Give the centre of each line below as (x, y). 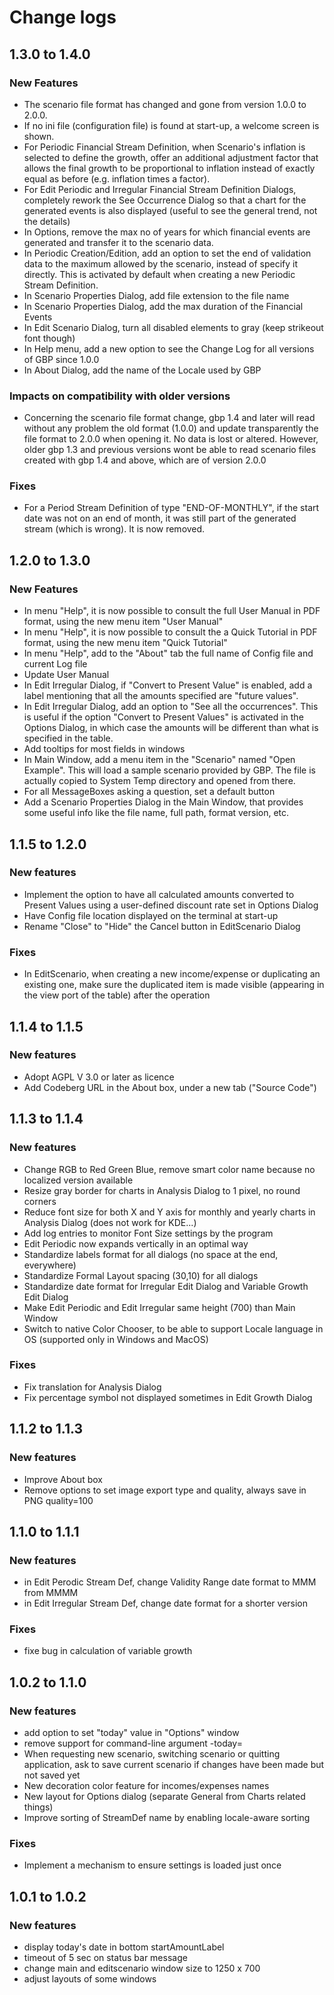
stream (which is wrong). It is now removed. (114, 529)
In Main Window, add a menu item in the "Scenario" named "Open (159, 760)
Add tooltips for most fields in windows (104, 749)
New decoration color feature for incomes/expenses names (146, 1786)
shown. (39, 136)
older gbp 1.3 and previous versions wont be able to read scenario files (170, 450)
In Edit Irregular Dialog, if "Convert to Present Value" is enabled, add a (168, 685)
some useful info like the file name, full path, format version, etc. (156, 813)
